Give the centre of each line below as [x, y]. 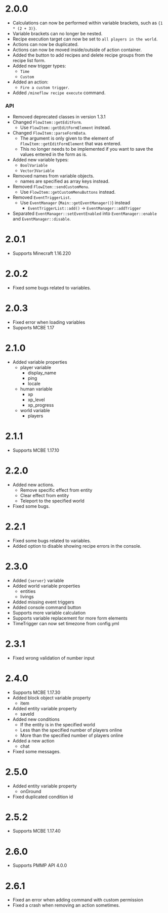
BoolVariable [34, 166]
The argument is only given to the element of [67, 138]
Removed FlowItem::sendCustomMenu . [51, 187]
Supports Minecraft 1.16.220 [42, 253]
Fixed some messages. [36, 751]
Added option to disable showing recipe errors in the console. [77, 546]
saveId [27, 714]
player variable [36, 367]
